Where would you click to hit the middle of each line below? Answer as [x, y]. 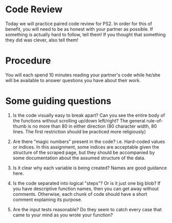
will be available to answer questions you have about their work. [73, 80]
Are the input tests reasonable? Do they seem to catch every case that [87, 209]
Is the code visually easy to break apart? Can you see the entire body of [89, 115]
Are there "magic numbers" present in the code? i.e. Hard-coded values [89, 141]
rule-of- [155, 120]
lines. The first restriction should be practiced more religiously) [79, 131]
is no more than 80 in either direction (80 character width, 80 [92, 126]
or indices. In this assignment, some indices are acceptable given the [86, 147]
